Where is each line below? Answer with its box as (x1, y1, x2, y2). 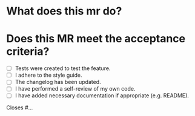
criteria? (6, 45, 50, 59)
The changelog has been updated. (15, 79, 101, 86)
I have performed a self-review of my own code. (15, 85, 136, 92)
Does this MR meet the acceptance (6, 32, 186, 46)
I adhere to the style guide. (15, 71, 82, 79)
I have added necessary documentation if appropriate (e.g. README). (15, 92, 190, 99)
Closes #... (6, 104, 33, 111)
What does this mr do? (6, 4, 122, 18)
